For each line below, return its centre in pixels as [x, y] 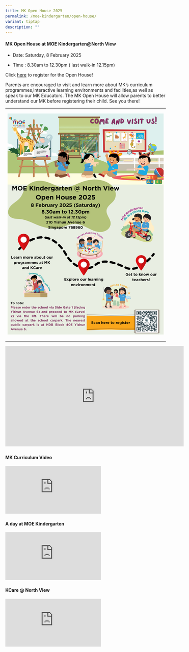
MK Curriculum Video [29, 457]
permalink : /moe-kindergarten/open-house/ [51, 16]
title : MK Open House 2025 [34, 11]
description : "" [22, 27]
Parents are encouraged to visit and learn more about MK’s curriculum [79, 85]
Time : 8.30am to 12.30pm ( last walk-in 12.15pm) [64, 65]
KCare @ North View [28, 590]
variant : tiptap [22, 21]
